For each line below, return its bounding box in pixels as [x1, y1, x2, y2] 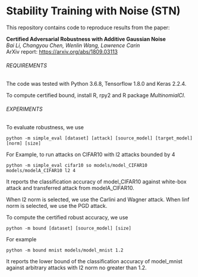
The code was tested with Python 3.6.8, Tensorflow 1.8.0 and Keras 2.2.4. [6, 80, 187, 88]
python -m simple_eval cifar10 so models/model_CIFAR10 [6, 163, 147, 169]
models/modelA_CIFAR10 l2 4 [6, 168, 76, 174]
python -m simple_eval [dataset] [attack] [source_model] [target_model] [6, 135, 193, 141]
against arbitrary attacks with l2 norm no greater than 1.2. [6, 264, 147, 272]
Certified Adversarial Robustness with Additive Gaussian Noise [6, 35, 166, 42]
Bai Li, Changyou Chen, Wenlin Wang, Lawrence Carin [6, 42, 140, 49]
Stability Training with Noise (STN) [6, 4, 181, 18]
